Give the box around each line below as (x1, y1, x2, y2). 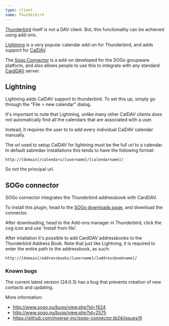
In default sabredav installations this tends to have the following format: (5, 147, 155, 154)
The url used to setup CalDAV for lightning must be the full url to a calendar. (5, 142, 163, 148)
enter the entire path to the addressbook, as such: (5, 246, 110, 252)
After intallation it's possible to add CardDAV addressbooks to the (5, 235, 142, 241)
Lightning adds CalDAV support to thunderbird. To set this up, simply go (5, 96, 156, 102)
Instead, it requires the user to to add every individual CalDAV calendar (5, 127, 153, 133)
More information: (5, 294, 43, 300)
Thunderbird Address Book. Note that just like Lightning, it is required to (5, 240, 156, 246)
